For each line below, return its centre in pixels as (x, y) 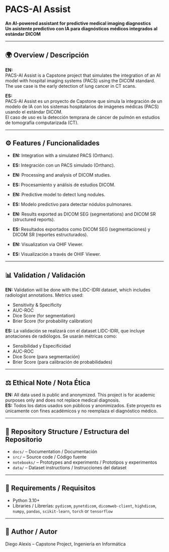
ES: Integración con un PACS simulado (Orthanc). (64, 165)
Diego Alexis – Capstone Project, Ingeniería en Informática (65, 544)
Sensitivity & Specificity (37, 305)
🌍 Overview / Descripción (47, 55)
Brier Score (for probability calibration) (53, 321)
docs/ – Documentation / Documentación (55, 452)
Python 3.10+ (26, 500)
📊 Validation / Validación (45, 275)
